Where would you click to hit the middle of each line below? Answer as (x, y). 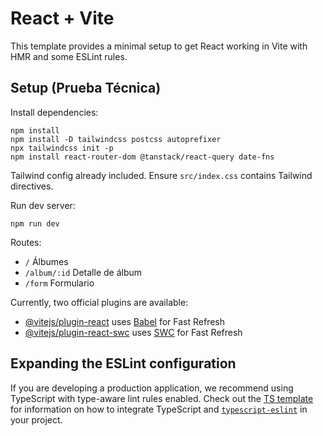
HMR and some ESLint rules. (69, 56)
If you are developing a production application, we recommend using (152, 388)
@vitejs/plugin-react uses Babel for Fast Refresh (125, 321)
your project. (36, 419)
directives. (32, 186)
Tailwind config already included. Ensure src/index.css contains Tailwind (161, 175)
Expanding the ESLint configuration (123, 363)
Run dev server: (43, 205)
